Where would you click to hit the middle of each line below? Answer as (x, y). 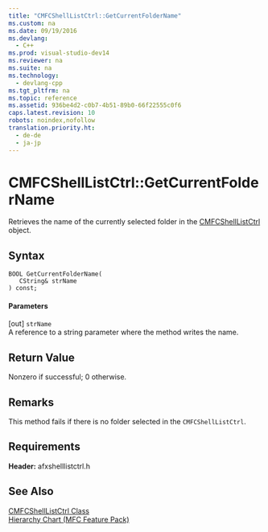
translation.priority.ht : (52, 128)
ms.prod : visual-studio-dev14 (59, 53)
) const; (23, 289)
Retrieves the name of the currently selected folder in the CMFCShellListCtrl (134, 222)
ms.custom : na (32, 23)
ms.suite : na (30, 68)
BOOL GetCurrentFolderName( (56, 274)
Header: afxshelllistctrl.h (49, 466)
